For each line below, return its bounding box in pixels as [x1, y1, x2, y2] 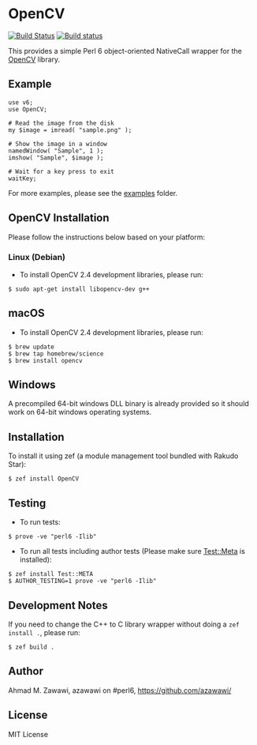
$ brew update [8, 343, 55, 351]
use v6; [8, 98, 34, 107]
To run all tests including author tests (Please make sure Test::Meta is [19, 547, 246, 556]
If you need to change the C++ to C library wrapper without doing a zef [8, 619, 240, 629]
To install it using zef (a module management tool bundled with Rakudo [8, 451, 239, 461]
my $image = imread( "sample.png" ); [8, 126, 132, 134]
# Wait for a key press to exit [8, 167, 114, 175]
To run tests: [19, 517, 61, 527]
